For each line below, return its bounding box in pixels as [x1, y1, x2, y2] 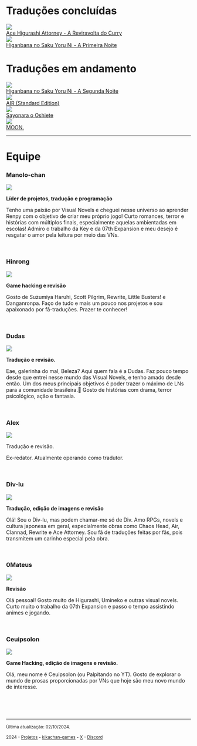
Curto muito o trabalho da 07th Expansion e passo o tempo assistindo [6, 603, 175, 610]
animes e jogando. [6, 609, 51, 616]
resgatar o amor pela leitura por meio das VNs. [6, 231, 119, 238]
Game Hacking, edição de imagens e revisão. [6, 660, 118, 667]
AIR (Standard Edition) [6, 99, 60, 106]
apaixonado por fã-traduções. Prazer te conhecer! [6, 305, 128, 312]
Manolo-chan [6, 170, 46, 179]
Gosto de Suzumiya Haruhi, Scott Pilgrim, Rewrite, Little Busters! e [6, 293, 166, 300]
